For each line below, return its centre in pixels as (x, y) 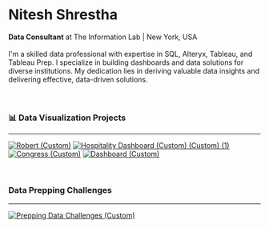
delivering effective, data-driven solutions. (78, 79)
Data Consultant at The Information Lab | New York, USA (103, 37)
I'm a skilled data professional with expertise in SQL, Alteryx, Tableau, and (130, 54)
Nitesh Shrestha (63, 15)
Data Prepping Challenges (60, 190)
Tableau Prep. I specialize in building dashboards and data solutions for (126, 62)
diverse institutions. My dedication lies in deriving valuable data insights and (134, 70)
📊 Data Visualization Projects (67, 118)
